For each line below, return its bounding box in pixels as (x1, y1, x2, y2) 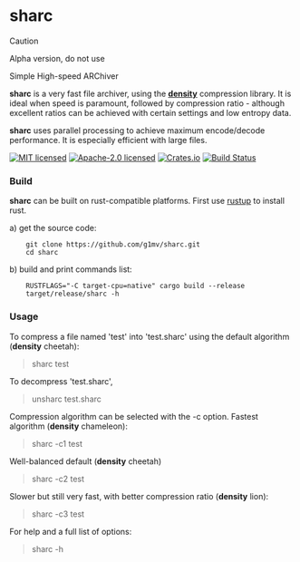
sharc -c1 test (31, 438, 83, 449)
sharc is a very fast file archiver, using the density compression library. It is (9, 88, 292, 99)
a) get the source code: (9, 223, 97, 234)
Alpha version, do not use (9, 53, 106, 63)
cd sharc (25, 248, 59, 257)
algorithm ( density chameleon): (9, 421, 129, 431)
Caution (9, 35, 39, 46)
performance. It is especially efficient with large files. (9, 134, 208, 145)
